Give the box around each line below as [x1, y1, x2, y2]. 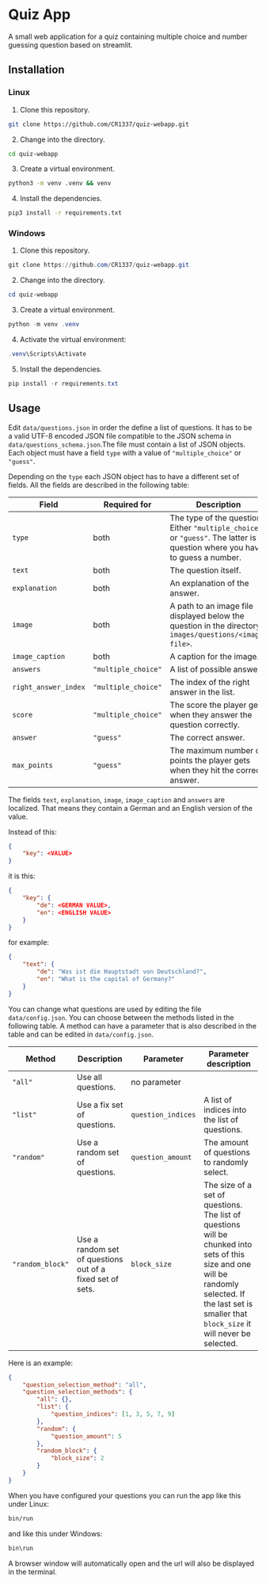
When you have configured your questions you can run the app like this [8, 1490, 241, 1500]
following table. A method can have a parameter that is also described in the [8, 1021, 257, 1030]
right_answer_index [12, 683, 85, 691]
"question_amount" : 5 [50, 1432, 123, 1440]
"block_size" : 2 [50, 1455, 104, 1463]
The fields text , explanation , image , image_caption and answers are [8, 794, 226, 805]
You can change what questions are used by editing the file [8, 1004, 202, 1014]
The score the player [169, 699, 247, 710]
